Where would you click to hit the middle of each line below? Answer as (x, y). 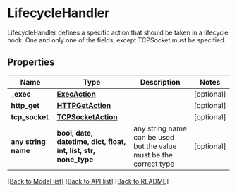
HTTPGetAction (84, 105)
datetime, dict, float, (91, 141)
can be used (154, 137)
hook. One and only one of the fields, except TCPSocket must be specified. (117, 40)
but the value (155, 146)
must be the (153, 155)
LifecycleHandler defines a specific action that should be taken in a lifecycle (118, 32)
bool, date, (75, 133)
